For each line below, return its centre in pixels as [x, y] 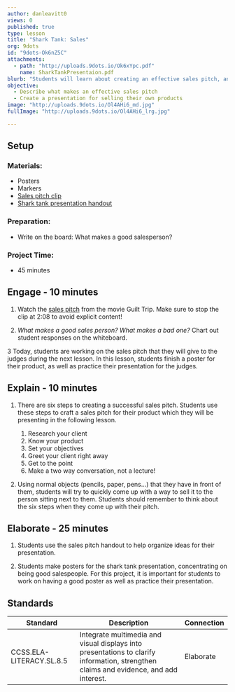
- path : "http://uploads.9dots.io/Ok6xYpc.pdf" [84, 66]
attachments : [26, 60]
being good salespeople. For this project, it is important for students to [119, 574]
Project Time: [31, 255]
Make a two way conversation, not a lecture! [92, 471]
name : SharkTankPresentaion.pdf [67, 72]
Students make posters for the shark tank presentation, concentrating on [122, 566]
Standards [30, 603]
